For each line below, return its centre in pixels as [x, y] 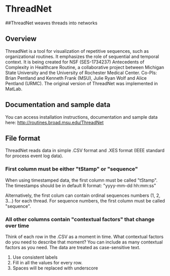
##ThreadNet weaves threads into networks [52, 23]
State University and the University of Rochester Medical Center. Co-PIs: [81, 73]
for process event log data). [34, 156]
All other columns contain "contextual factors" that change [80, 219]
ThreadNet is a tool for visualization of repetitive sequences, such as [77, 51]
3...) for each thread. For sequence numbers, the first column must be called [85, 200]
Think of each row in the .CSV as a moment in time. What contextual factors [84, 236]
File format [23, 138]
